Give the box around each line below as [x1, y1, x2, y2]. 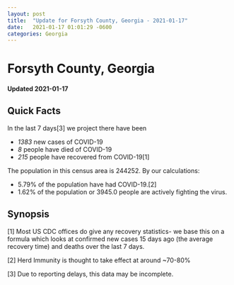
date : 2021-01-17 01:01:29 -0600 [7, 23, 112, 30]
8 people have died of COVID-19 [17, 145, 112, 153]
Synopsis [7, 208, 49, 220]
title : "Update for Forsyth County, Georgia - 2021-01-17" [7, 17, 189, 24]
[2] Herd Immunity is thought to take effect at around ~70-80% [7, 256, 191, 264]
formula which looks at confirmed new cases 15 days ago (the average [7, 235, 213, 243]
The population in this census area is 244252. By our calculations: [7, 166, 200, 174]
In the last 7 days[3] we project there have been [7, 123, 147, 132]
